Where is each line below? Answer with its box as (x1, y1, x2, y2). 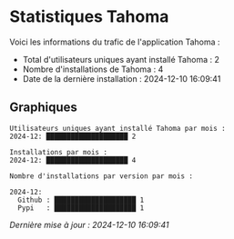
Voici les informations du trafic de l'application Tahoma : (9, 36, 220, 47)
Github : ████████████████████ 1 (17, 195, 145, 204)
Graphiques (9, 100, 77, 115)
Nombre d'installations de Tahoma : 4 (22, 64, 164, 75)
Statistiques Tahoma (9, 6, 169, 27)
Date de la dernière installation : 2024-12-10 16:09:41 (22, 73, 221, 84)
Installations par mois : (9, 147, 107, 156)
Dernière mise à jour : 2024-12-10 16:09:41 (9, 219, 170, 230)
